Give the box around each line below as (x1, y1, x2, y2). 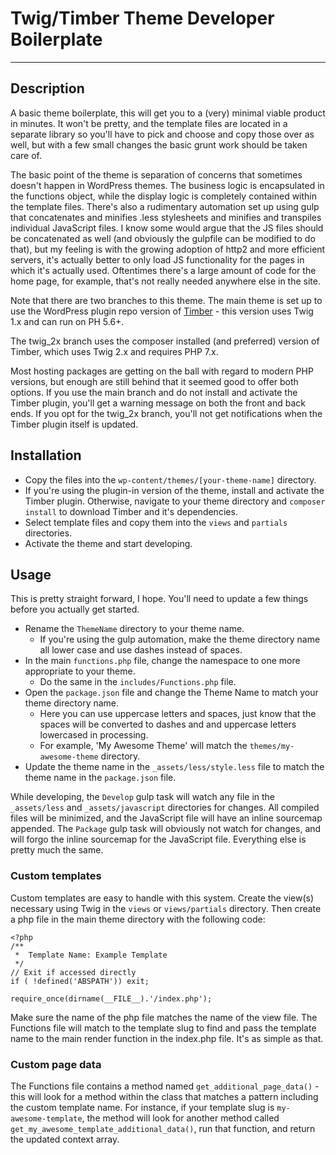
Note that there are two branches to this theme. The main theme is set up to (10, 294, 323, 306)
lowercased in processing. (39, 729, 149, 741)
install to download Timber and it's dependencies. (24, 505, 238, 517)
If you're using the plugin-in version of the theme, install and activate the (24, 484, 325, 496)
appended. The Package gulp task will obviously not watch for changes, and (10, 823, 322, 835)
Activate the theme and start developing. (24, 537, 193, 549)
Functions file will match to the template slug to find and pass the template (10, 1022, 317, 1034)
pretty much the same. (10, 844, 104, 856)
